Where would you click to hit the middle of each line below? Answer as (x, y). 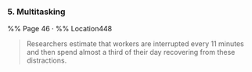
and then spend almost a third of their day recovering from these (131, 52)
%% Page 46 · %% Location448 (60, 29)
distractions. (47, 60)
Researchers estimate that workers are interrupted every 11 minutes (135, 44)
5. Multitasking (36, 12)
